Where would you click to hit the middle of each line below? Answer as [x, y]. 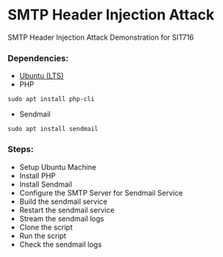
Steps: [21, 150]
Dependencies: [38, 58]
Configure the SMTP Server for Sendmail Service [101, 192]
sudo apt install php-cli [51, 99]
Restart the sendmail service [67, 210]
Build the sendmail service [63, 201]
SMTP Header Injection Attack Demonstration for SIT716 [101, 37]
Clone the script [46, 227]
